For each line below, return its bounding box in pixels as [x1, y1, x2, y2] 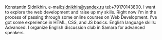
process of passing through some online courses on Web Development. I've [5, 14, 157, 20]
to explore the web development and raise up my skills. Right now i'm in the [5, 9, 157, 15]
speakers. [5, 30, 25, 35]
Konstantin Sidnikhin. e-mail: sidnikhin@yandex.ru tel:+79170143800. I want [5, 4, 156, 10]
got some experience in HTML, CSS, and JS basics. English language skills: [5, 19, 157, 25]
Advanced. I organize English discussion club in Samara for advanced [5, 25, 145, 30]
